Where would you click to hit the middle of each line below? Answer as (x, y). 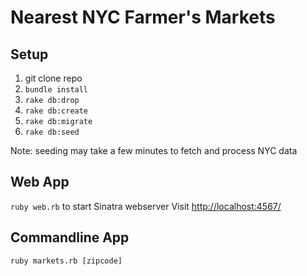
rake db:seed (52, 132)
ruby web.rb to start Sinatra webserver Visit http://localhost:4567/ (146, 206)
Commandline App (70, 237)
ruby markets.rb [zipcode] (66, 261)
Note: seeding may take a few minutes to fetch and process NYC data (154, 150)
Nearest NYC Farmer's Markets (143, 17)
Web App (40, 182)
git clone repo (53, 78)
